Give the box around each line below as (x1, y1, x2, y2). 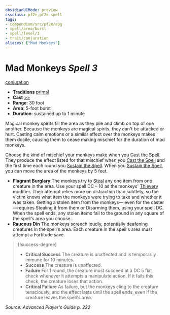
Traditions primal (12, 89, 49, 95)
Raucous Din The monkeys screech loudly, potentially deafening (12, 221, 148, 227)
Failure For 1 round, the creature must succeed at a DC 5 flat (25, 267, 152, 273)
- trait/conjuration (5, 36, 49, 41)
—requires (12, 204, 35, 211)
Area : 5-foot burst (12, 105, 51, 111)
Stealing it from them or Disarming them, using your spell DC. (35, 204, 164, 211)
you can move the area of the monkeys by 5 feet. (5, 168, 108, 174)
